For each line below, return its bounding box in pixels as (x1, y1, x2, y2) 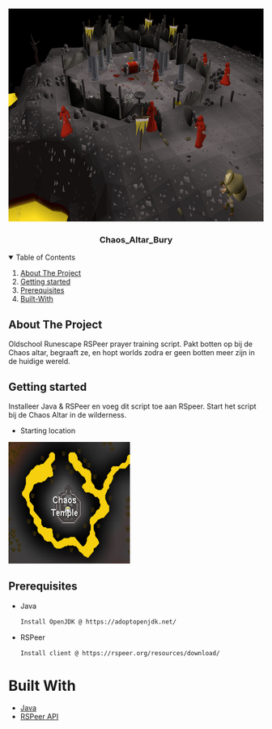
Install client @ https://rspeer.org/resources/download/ (19, 649, 220, 657)
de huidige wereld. (8, 357, 70, 367)
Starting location (19, 426, 75, 435)
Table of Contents (15, 252, 75, 263)
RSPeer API (19, 712, 59, 722)
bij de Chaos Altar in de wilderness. (8, 410, 127, 419)
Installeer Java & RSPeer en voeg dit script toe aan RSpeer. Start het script (8, 401, 257, 411)
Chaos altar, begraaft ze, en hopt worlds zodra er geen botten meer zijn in (8, 348, 255, 358)
